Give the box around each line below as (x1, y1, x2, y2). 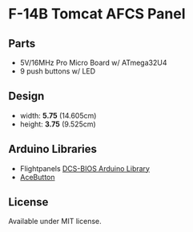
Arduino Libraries (8, 142, 98, 156)
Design (8, 90, 45, 103)
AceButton (19, 172, 55, 182)
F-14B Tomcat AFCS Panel (8, 5, 186, 23)
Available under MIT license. (8, 217, 102, 226)
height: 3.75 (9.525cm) (19, 119, 96, 129)
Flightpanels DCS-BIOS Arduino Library (19, 163, 151, 173)
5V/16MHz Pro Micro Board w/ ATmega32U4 (19, 58, 167, 67)
